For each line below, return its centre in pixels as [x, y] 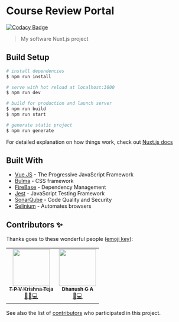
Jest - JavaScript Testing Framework [60, 194]
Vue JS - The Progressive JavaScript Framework [74, 175]
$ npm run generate [30, 131]
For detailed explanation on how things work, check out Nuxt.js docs [89, 142]
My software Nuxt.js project [54, 38]
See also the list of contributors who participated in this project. [84, 313]
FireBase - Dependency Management [60, 187]
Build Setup [28, 57]
